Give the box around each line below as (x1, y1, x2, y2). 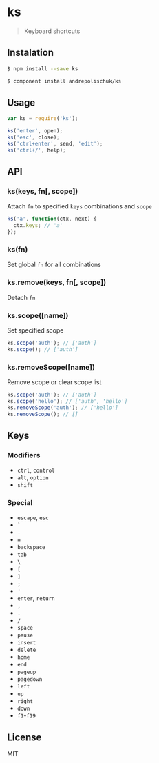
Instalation (7, 47, 54, 59)
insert (17, 640, 36, 646)
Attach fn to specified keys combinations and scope (7, 202, 153, 210)
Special (7, 498, 33, 508)
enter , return (17, 594, 55, 602)
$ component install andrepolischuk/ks (7, 77, 122, 85)
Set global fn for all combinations (7, 260, 101, 269)
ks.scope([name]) (7, 310, 69, 320)
